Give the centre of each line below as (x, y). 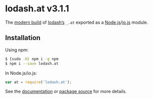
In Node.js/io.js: (21, 73)
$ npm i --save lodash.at (32, 63)
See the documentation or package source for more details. (66, 92)
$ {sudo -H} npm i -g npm (32, 59)
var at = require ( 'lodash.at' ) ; (38, 82)
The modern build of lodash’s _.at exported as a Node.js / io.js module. (77, 22)
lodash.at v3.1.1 (37, 9)
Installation (23, 38)
